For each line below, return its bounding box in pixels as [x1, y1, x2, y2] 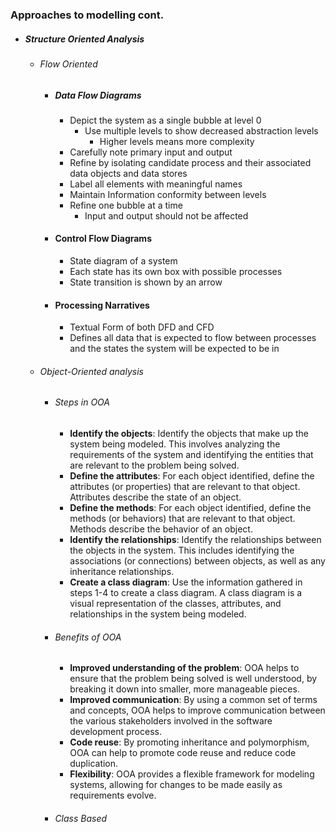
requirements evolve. [69, 789, 157, 802]
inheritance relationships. [69, 566, 175, 578]
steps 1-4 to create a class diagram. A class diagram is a [69, 587, 303, 599]
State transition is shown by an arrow [69, 276, 223, 288]
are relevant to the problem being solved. [69, 459, 240, 472]
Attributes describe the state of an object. [69, 491, 242, 503]
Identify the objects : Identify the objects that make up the [69, 428, 310, 440]
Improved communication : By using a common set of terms [69, 694, 318, 706]
